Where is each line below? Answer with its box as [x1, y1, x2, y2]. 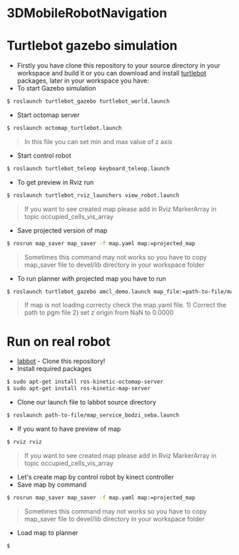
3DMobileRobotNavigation [6, 5, 168, 21]
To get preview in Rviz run [16, 178, 94, 186]
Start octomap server [16, 111, 80, 119]
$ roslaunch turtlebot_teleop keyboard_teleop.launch [6, 165, 171, 172]
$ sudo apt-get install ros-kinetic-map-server [6, 385, 151, 392]
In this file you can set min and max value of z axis [24, 137, 173, 146]
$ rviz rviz [6, 438, 42, 445]
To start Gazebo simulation [16, 84, 97, 93]
